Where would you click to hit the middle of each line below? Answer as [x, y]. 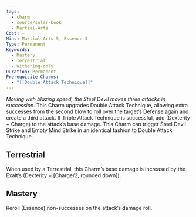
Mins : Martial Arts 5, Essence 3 [47, 39]
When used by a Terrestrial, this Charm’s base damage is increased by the [96, 169]
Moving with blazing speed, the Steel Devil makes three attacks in [86, 99]
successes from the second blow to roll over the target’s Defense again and [97, 111]
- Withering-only [33, 66]
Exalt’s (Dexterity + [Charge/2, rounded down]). [64, 175]
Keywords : [18, 50]
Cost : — [16, 33]
